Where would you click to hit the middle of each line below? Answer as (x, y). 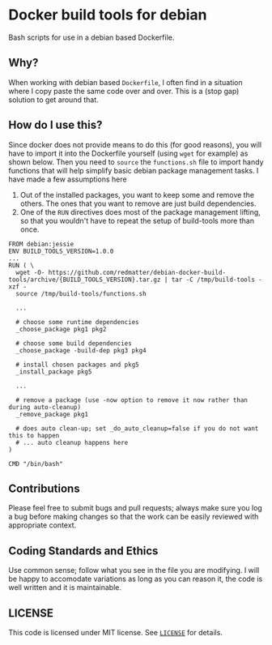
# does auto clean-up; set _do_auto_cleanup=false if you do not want (137, 428)
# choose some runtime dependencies (77, 322)
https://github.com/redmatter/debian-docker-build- (137, 272)
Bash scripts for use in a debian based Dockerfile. (91, 37)
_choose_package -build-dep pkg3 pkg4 (81, 350)
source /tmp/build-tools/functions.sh (81, 293)
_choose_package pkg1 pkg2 (61, 329)
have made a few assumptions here (68, 179)
